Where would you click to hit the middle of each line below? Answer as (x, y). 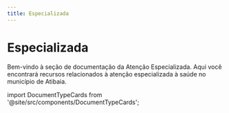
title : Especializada (38, 13)
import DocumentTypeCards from (55, 94)
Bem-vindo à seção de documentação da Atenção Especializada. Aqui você (115, 67)
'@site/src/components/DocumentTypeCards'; (73, 102)
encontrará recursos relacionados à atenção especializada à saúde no (107, 74)
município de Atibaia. (37, 81)
